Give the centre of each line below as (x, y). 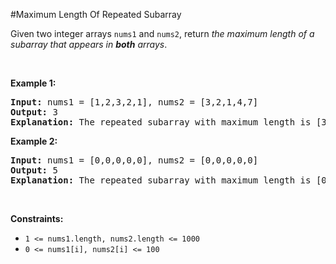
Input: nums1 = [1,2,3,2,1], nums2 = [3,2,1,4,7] (134, 102)
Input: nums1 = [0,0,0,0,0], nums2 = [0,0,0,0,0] (134, 160)
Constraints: (37, 218)
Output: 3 (34, 112)
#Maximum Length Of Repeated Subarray (96, 14)
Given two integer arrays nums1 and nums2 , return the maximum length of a (162, 33)
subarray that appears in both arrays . (89, 44)
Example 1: (33, 83)
